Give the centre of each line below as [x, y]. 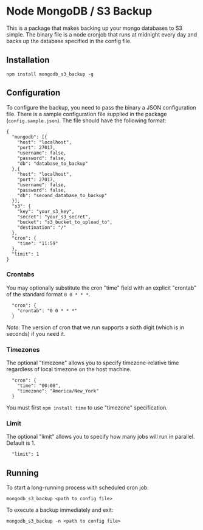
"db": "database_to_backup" [53, 163]
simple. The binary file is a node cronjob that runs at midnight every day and [102, 34]
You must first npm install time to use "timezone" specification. [87, 408]
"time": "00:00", [39, 386]
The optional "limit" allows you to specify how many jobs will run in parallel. [101, 437]
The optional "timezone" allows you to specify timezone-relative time [93, 363]
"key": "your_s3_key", [46, 211]
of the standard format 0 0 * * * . [48, 294]
